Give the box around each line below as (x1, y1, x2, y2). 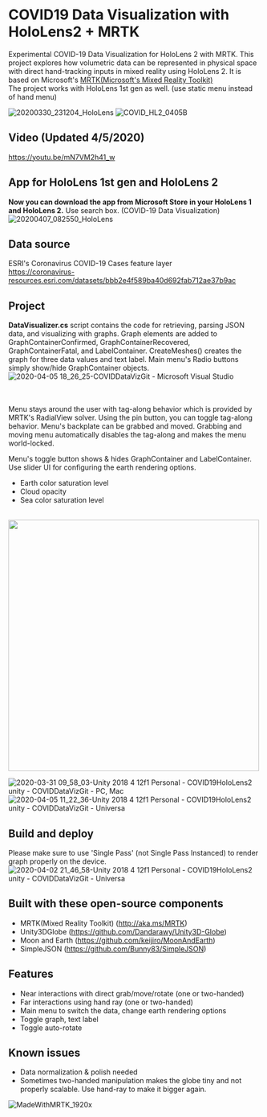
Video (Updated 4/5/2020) (8, 131, 145, 145)
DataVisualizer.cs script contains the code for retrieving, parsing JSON (8, 320, 245, 331)
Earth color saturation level (19, 478, 109, 488)
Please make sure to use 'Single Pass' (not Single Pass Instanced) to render (8, 848, 259, 857)
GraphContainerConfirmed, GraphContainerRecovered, (8, 338, 191, 347)
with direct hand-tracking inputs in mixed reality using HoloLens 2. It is (8, 66, 242, 76)
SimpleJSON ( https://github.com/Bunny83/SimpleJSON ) (19, 943, 207, 954)
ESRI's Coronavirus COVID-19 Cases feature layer (8, 259, 172, 269)
